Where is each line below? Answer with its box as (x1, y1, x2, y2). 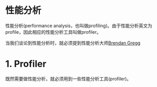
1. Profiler (5, 58, 47, 70)
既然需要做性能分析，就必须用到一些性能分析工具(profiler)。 (5, 75, 131, 82)
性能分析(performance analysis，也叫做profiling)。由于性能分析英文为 (5, 23, 152, 29)
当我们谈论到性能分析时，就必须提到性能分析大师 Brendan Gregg (5, 39, 141, 46)
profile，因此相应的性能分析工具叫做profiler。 (5, 29, 101, 35)
